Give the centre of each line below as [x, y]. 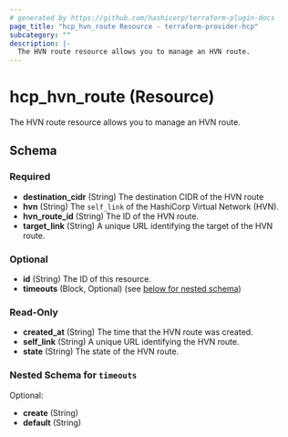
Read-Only [34, 312]
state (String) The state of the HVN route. [101, 351]
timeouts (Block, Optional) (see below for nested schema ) [132, 289]
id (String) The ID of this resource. [87, 279]
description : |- [40, 43]
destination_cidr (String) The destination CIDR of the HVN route [143, 196]
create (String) [51, 412]
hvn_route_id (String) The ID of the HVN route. [110, 216]
